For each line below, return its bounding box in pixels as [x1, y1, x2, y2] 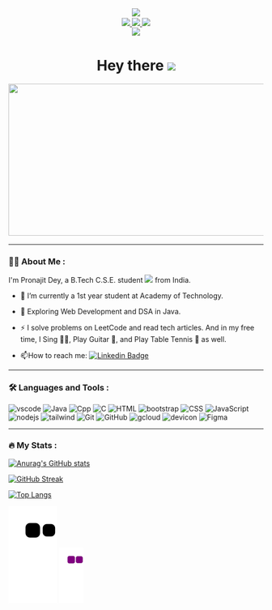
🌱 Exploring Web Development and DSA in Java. [19, 307, 181, 317]
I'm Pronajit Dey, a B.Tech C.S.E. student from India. [8, 275, 192, 285]
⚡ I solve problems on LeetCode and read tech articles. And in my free [19, 323, 255, 333]
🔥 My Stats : [8, 440, 57, 451]
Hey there [96, 57, 164, 75]
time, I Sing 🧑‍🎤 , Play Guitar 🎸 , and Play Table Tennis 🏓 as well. [19, 335, 227, 344]
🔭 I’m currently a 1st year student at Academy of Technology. [19, 291, 224, 301]
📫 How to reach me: [19, 351, 87, 360]
